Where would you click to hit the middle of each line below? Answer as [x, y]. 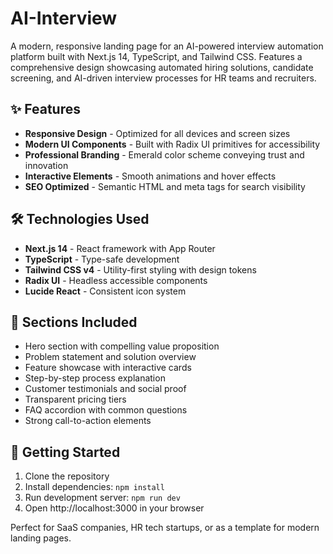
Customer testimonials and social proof [105, 389]
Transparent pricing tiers [75, 399]
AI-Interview [64, 18]
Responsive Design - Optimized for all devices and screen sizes [157, 133]
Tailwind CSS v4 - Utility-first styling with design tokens [140, 269]
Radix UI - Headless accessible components [116, 280]
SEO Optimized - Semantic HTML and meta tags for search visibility [165, 186]
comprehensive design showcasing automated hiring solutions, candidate [162, 67]
